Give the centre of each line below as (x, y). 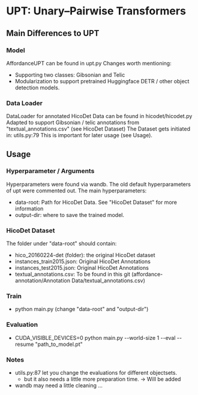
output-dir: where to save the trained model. (70, 215)
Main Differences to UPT (53, 33)
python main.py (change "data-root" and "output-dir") (82, 309)
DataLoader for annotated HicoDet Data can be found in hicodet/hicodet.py (99, 116)
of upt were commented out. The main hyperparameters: (76, 191)
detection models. (37, 88)
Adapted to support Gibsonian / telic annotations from (73, 123)
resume (24, 344)
